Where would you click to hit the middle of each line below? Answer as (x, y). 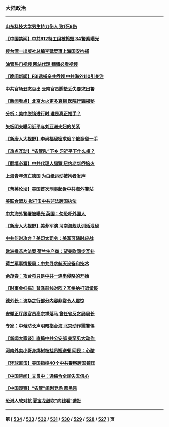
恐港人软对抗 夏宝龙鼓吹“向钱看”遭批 (44, 401)
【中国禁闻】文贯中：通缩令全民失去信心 (47, 376)
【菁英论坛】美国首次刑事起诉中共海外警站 (49, 189)
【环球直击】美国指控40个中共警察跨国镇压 (50, 363)
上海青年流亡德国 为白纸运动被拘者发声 (46, 176)
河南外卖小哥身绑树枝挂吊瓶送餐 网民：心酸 (50, 351)
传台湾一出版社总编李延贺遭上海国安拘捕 (47, 51)
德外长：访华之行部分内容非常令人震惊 (45, 300)
